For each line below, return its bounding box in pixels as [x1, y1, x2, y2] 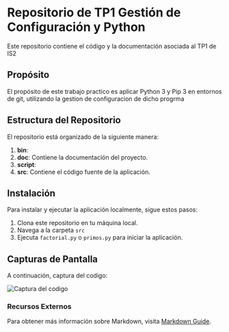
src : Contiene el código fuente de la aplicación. [16, 168, 150, 176]
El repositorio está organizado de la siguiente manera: [7, 132, 159, 141]
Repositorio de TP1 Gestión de [7, 5, 181, 21]
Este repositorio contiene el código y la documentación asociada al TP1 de [7, 42, 217, 50]
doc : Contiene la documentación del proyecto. [16, 153, 148, 162]
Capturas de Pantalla [7, 253, 98, 265]
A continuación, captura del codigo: [7, 272, 108, 280]
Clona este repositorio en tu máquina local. [16, 219, 138, 227]
